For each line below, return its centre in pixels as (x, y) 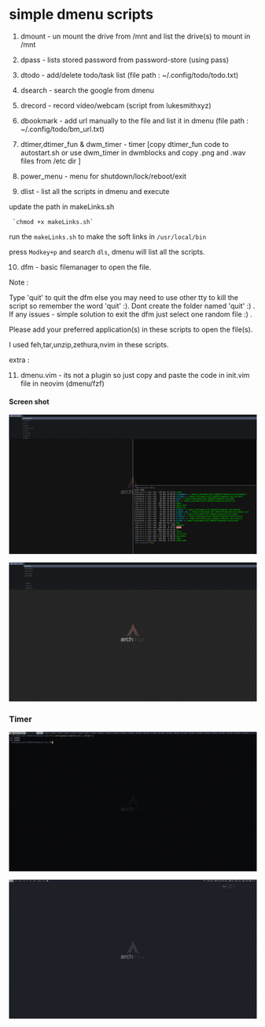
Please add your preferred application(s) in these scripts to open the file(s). (131, 329)
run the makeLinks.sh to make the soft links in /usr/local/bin (108, 237)
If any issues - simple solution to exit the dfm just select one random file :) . (131, 314)
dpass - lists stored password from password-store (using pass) (125, 60)
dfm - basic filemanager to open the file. (86, 267)
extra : (19, 360)
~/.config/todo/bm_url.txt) (62, 129)
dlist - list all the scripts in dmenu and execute (95, 191)
